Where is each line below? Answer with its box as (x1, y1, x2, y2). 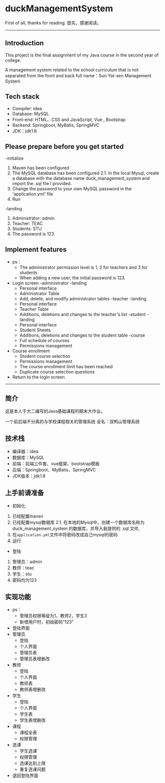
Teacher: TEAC (12, 221, 43, 227)
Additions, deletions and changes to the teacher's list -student (19, 312, 146, 318)
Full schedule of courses (19, 338, 70, 344)
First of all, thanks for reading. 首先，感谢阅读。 (5, 20, 102, 26)
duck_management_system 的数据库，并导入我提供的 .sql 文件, (12, 525, 140, 531)
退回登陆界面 (12, 773, 38, 779)
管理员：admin (12, 558, 43, 564)
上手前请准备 (5, 489, 44, 497)
